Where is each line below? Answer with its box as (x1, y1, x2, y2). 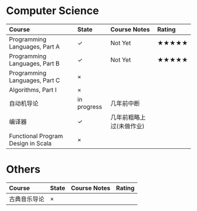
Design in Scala (9, 139, 52, 147)
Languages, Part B (9, 59, 60, 67)
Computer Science (6, 4, 99, 18)
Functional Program (9, 132, 63, 140)
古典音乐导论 (9, 195, 45, 203)
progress (77, 103, 103, 111)
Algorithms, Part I (9, 86, 57, 94)
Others (6, 163, 41, 176)
